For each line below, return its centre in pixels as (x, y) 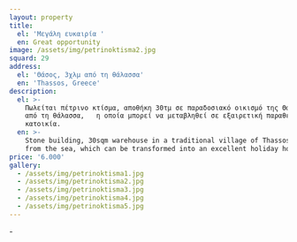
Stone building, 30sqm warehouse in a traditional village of (142, 140)
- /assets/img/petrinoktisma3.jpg (80, 190)
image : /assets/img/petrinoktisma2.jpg (83, 50)
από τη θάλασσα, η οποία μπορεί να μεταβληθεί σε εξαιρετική (144, 116)
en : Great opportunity (59, 42)
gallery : (25, 165)
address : (25, 67)
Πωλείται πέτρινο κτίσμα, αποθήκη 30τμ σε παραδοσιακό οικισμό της (152, 108)
